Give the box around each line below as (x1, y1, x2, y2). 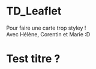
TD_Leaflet (6, 4, 62, 18)
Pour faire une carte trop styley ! (6, 24, 86, 31)
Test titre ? (6, 52, 61, 66)
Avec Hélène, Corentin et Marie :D (6, 30, 91, 38)
